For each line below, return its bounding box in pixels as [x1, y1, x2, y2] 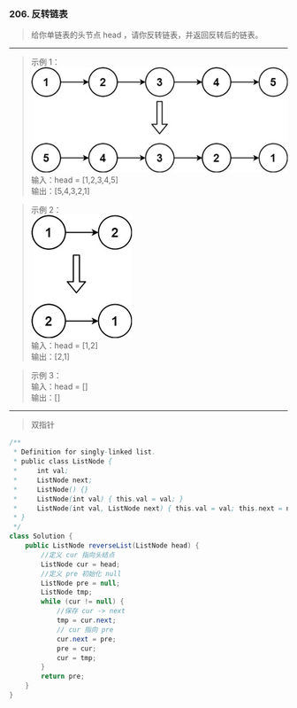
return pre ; [41, 672, 86, 681]
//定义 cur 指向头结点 [41, 550, 115, 559]
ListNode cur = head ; [41, 560, 121, 569]
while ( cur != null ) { [41, 597, 125, 606]
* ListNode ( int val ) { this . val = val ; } [12, 494, 184, 503]
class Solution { [9, 532, 73, 541]
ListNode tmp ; [41, 587, 93, 597]
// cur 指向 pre [56, 625, 114, 634]
